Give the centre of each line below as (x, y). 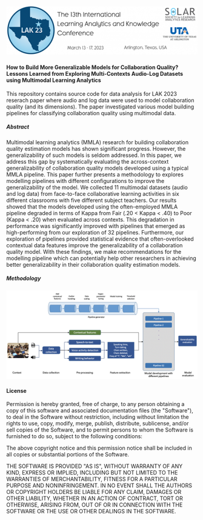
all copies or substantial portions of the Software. (68, 455)
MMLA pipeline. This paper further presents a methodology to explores (95, 174)
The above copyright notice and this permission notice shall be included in (99, 448)
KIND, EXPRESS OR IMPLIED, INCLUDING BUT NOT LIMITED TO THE (92, 473)
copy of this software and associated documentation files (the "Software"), (100, 411)
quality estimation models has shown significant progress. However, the (96, 148)
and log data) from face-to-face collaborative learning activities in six (93, 193)
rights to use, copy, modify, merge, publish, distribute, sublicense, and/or (98, 424)
